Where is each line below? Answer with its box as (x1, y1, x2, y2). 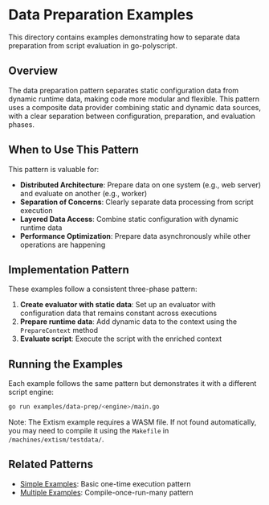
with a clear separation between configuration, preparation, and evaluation (8, 111, 255, 121)
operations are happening (19, 240, 106, 249)
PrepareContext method (19, 326, 99, 335)
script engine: (8, 388, 55, 397)
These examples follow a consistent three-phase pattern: (8, 284, 198, 294)
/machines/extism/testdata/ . (8, 434, 104, 444)
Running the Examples (8, 357, 123, 371)
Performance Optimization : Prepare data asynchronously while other (19, 231, 251, 240)
